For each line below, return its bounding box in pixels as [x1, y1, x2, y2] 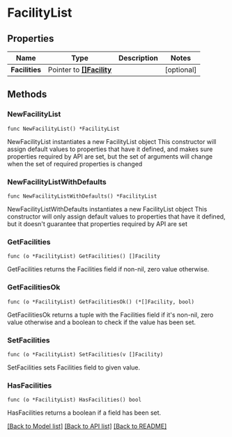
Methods [7, 88, 47, 100]
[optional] [164, 65, 197, 74]
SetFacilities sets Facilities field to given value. [7, 363, 141, 372]
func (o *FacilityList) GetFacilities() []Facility [7, 253, 160, 260]
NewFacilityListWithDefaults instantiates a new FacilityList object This [7, 205, 208, 213]
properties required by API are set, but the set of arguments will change [7, 152, 213, 161]
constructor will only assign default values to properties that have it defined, [7, 212, 226, 221]
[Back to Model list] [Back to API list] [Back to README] [7, 422, 167, 431]
